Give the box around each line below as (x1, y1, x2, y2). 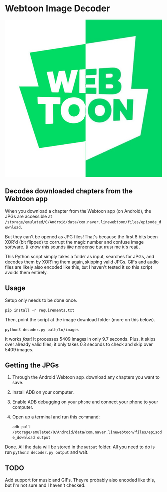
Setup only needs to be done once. (5, 297, 77, 303)
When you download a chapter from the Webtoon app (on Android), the (5, 208, 152, 214)
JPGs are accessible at (5, 213, 52, 219)
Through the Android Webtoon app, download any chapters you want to (12, 374, 160, 380)
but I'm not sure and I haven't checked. (5, 482, 85, 488)
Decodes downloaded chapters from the (5, 187, 133, 195)
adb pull (12, 425, 31, 430)
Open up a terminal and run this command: (12, 414, 100, 420)
